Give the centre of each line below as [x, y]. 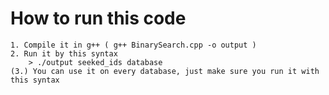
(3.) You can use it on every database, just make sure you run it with [165, 71]
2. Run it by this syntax [64, 53]
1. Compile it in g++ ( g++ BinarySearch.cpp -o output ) [133, 45]
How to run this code [98, 18]
